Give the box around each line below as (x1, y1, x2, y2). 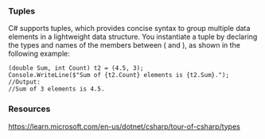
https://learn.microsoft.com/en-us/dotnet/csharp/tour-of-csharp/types (8, 122, 240, 131)
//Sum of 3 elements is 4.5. (8, 85, 105, 93)
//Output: (8, 78, 41, 87)
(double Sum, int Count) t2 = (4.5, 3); (8, 64, 145, 72)
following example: (8, 49, 70, 59)
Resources (8, 103, 51, 114)
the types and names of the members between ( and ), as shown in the (8, 41, 241, 50)
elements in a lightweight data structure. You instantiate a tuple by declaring (8, 32, 258, 41)
